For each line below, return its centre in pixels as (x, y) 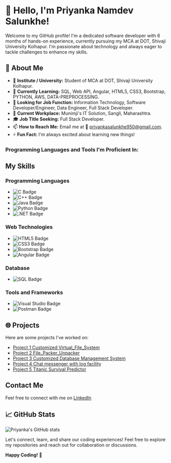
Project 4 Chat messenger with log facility (57, 364)
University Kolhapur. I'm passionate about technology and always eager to (84, 46)
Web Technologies (29, 227)
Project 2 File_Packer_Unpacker (46, 353)
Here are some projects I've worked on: (47, 338)
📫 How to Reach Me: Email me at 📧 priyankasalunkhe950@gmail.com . (88, 127)
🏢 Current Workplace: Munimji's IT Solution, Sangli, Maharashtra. (82, 113)
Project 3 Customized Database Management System (69, 358)
